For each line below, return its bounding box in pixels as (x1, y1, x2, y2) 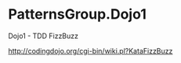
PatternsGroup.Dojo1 (8, 5, 147, 23)
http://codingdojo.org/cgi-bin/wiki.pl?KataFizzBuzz (8, 46, 173, 55)
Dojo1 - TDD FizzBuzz (8, 31, 79, 40)
